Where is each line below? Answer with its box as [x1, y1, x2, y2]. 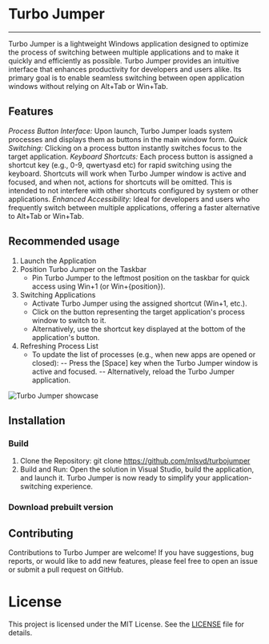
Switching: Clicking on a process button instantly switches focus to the [8, 143, 243, 152]
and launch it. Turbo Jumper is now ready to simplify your [19, 473, 211, 483]
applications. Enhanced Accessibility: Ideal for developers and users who [8, 194, 251, 204]
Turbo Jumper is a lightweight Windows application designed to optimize [8, 38, 249, 48]
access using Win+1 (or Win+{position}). [31, 281, 166, 291]
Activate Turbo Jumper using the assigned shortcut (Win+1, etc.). [31, 298, 248, 308]
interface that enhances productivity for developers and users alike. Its [8, 64, 242, 74]
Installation [8, 414, 66, 427]
